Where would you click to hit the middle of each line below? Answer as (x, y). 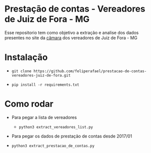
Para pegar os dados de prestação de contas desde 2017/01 (72, 136)
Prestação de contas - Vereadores (75, 9)
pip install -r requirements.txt (45, 85)
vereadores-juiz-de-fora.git (41, 75)
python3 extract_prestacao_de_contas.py (53, 146)
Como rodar (29, 104)
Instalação (26, 57)
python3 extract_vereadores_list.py (56, 127)
